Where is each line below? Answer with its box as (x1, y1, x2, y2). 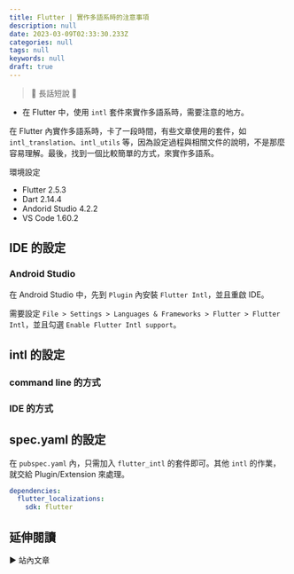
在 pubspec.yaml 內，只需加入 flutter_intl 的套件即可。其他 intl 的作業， (9, 458, 282, 468)
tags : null (9, 46, 50, 55)
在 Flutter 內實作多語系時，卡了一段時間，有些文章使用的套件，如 (9, 125, 247, 136)
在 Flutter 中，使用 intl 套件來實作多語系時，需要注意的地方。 (21, 106, 250, 117)
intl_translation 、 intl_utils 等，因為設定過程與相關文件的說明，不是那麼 (9, 137, 286, 147)
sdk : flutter (25, 503, 73, 512)
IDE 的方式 (9, 402, 54, 414)
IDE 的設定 (9, 240, 66, 256)
